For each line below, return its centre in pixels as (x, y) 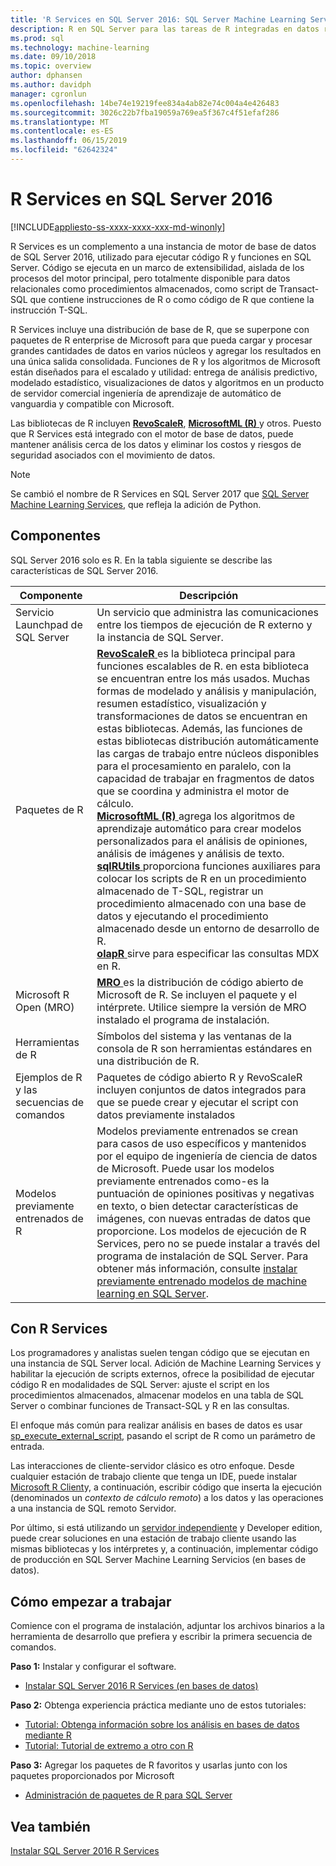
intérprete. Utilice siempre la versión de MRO (201, 1007)
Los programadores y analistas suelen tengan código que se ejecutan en (160, 1353)
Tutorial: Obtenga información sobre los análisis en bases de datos (162, 1725)
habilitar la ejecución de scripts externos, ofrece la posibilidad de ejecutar (162, 1374)
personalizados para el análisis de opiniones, (202, 841)
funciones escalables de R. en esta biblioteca (203, 666)
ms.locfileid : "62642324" (64, 150)
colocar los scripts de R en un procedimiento (201, 878)
